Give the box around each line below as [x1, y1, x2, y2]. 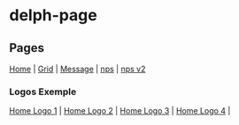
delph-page [9, 5, 97, 26]
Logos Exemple [9, 85, 77, 98]
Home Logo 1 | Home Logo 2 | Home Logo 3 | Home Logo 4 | [9, 106, 231, 116]
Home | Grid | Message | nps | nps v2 [9, 63, 146, 74]
